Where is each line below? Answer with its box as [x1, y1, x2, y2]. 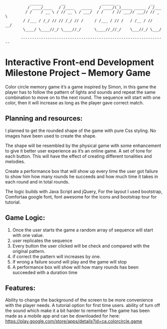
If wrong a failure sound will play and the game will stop [12, 258, 127, 264]
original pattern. [12, 248, 45, 254]
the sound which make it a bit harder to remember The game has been [5, 307, 150, 313]
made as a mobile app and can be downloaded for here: [5, 313, 120, 319]
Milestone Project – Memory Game [5, 67, 151, 78]
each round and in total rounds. [5, 178, 70, 184]
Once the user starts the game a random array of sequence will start [12, 226, 154, 233]
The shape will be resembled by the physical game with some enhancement [5, 142, 162, 148]
